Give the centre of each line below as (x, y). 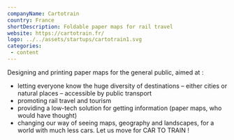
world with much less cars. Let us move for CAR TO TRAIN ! (103, 130)
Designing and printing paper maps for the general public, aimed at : (105, 72)
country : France (31, 20)
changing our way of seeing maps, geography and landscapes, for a (116, 123)
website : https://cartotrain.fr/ (56, 33)
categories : (24, 46)
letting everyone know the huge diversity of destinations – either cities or (122, 86)
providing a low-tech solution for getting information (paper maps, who (119, 108)
